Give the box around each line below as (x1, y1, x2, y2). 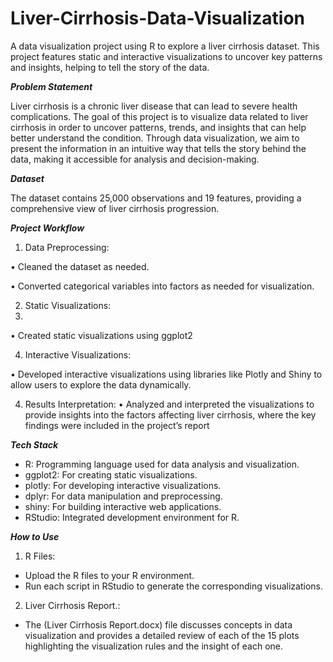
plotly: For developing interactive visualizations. (24, 479, 222, 491)
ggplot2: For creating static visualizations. (24, 468, 198, 481)
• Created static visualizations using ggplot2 (10, 329, 193, 341)
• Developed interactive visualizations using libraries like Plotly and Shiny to (10, 368, 323, 380)
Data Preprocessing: (24, 241, 110, 253)
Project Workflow (10, 222, 85, 234)
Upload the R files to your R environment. (24, 569, 195, 581)
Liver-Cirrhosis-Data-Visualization (10, 7, 305, 30)
